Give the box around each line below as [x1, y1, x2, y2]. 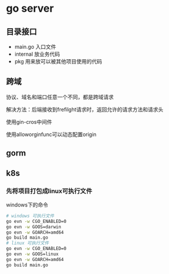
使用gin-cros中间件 [6, 118, 53, 125]
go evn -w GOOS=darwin [6, 224, 61, 230]
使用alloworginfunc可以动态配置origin [6, 131, 96, 138]
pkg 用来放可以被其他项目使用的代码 [14, 58, 102, 65]
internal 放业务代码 [14, 50, 60, 57]
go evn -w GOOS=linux [6, 251, 59, 257]
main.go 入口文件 [14, 43, 57, 50]
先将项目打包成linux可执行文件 [6, 187, 92, 195]
